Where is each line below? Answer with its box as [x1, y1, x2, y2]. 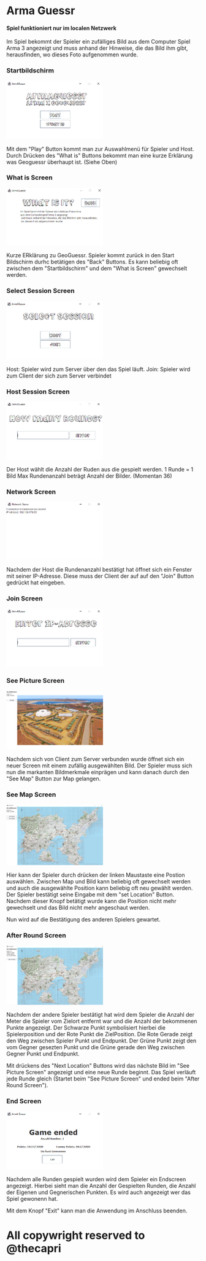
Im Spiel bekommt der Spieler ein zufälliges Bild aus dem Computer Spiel [6, 38, 191, 45]
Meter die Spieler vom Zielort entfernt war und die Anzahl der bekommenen [6, 1017, 197, 1025]
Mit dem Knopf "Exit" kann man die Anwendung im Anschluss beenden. [6, 1207, 188, 1214]
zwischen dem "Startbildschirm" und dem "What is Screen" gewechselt [6, 265, 188, 272]
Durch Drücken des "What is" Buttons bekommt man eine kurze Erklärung [6, 152, 193, 159]
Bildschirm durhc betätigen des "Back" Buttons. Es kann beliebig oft [6, 258, 178, 266]
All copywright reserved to [6, 1228, 145, 1242]
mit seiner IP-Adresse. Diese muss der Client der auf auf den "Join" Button [6, 572, 194, 580]
